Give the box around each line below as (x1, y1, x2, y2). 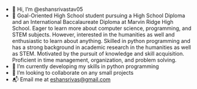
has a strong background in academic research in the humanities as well (11, 44, 191, 51)
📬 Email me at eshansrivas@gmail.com (11, 76, 111, 83)
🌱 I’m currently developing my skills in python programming (11, 63, 159, 70)
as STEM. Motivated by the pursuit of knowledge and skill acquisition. (11, 50, 184, 57)
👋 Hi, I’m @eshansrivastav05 (11, 6, 83, 13)
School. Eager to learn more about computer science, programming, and (11, 24, 192, 32)
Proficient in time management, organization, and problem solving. (11, 57, 177, 63)
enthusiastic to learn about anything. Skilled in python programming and (11, 38, 191, 44)
